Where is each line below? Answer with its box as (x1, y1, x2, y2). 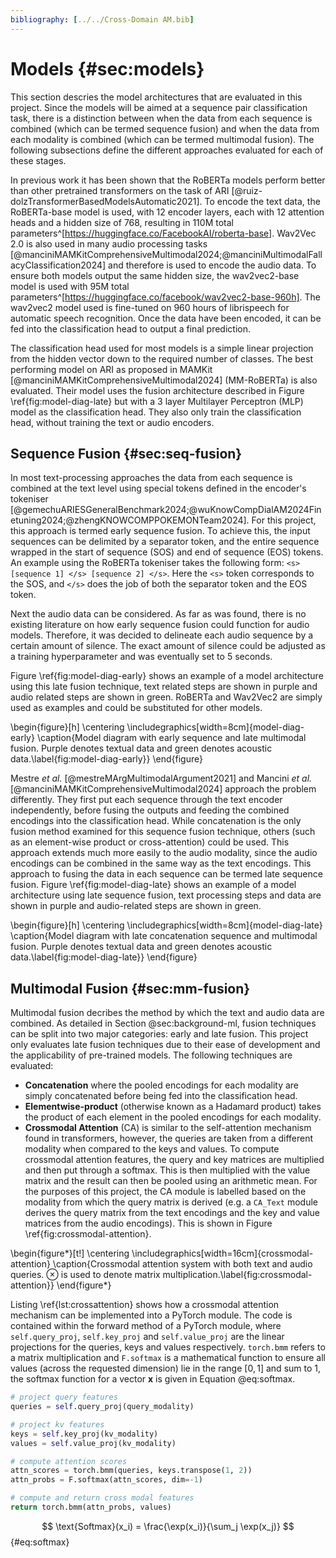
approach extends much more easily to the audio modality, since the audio (10, 847, 318, 859)
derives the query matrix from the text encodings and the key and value (24, 1207, 321, 1219)
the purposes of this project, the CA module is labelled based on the (24, 1186, 307, 1198)
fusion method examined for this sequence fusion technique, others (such (10, 826, 316, 838)
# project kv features (10, 1419, 105, 1430)
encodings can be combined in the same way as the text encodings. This (10, 857, 312, 870)
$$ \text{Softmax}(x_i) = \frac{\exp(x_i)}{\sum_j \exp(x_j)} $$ (41, 1520, 295, 1532)
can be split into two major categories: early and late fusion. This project (10, 1028, 309, 1040)
